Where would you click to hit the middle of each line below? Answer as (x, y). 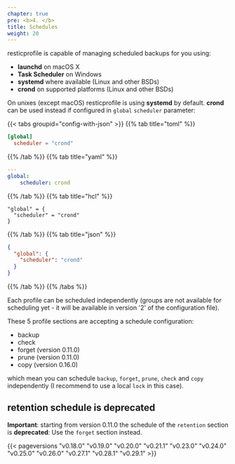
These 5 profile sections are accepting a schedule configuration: (101, 321)
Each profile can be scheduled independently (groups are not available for (115, 300)
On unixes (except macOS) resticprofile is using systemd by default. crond (116, 103)
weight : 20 (23, 33)
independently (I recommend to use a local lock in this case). (95, 386)
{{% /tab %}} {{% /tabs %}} (47, 286)
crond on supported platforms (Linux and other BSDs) (95, 89)
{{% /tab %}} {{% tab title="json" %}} (62, 234)
